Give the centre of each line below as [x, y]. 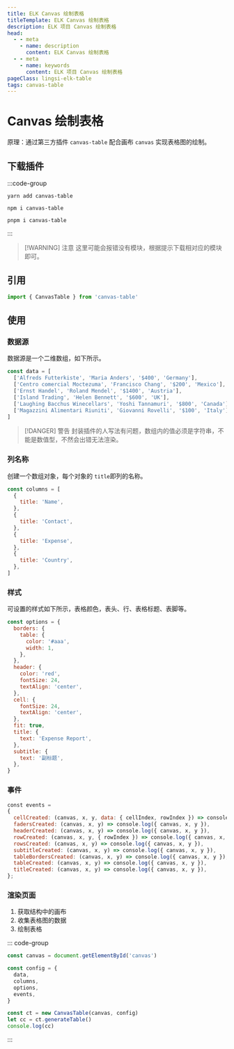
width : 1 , [40, 648]
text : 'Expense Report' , [56, 739]
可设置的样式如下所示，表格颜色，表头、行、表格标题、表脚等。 [99, 609]
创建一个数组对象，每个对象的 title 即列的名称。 [77, 476]
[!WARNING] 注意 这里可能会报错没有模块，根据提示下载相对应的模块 [123, 247]
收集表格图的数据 [42, 920]
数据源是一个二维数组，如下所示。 [56, 358]
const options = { [34, 622]
